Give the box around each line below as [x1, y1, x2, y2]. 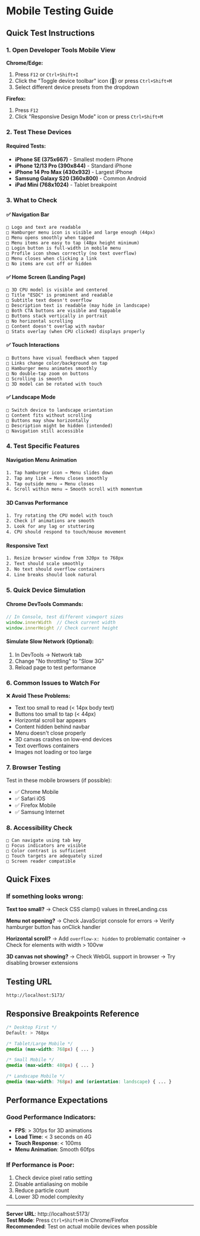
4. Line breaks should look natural [6, 572, 97, 577]
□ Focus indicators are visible [6, 842, 86, 849]
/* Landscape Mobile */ [6, 1073, 65, 1079]
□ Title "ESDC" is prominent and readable [6, 292, 113, 299]
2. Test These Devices [6, 128, 72, 136]
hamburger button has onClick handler [6, 924, 101, 931]
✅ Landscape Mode [6, 393, 56, 400]
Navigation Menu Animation [6, 456, 77, 464]
